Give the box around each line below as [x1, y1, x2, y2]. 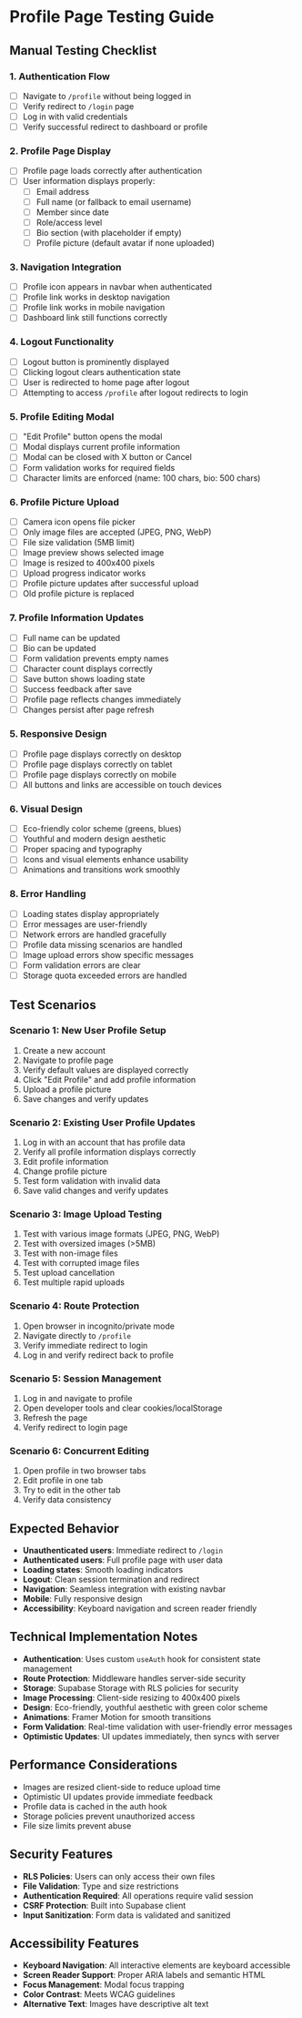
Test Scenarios [9, 997, 97, 1013]
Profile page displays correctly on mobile [22, 769, 177, 780]
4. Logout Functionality [9, 335, 115, 348]
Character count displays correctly [22, 663, 153, 674]
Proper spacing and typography [22, 844, 143, 855]
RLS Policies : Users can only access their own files [22, 1870, 216, 1881]
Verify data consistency [22, 1494, 112, 1505]
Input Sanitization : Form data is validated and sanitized [22, 1910, 231, 1921]
